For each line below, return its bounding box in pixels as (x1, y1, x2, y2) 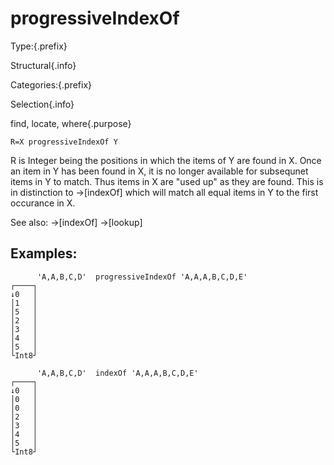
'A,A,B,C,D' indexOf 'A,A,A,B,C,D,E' (36, 368, 199, 378)
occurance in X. (10, 197, 76, 209)
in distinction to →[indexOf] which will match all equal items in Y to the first (10, 186, 319, 198)
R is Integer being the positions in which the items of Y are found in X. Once (10, 154, 322, 166)
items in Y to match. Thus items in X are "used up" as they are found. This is (10, 175, 324, 187)
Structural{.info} (10, 59, 77, 71)
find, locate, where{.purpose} (10, 117, 132, 129)
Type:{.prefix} (10, 40, 68, 52)
